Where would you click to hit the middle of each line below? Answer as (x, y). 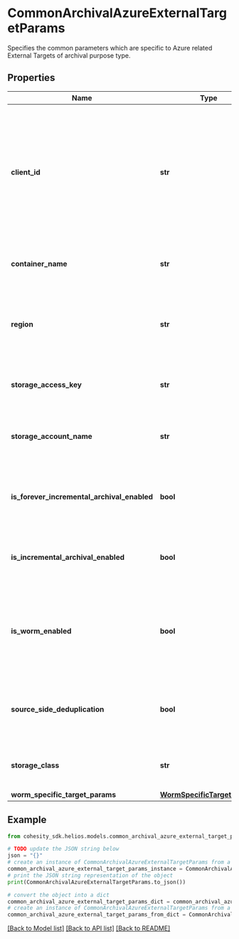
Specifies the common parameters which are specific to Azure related (110, 48)
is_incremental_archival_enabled (68, 557)
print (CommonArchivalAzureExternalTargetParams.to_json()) (97, 882)
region (22, 324)
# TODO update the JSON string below (63, 849)
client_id (26, 172)
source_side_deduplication (58, 709)
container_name (39, 263)
